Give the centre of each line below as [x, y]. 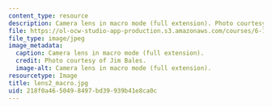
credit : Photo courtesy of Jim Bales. [81, 61]
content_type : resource [49, 16]
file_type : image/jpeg [47, 38]
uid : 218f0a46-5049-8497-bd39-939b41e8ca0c [83, 91]
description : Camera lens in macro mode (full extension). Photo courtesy [137, 23]
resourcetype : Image [43, 76]
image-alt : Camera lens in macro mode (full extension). [114, 68]
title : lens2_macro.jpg [49, 83]
